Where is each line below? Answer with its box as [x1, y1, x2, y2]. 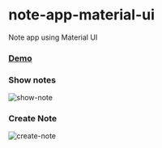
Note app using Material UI [8, 32, 98, 42]
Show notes [8, 74, 57, 86]
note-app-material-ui [8, 6, 156, 24]
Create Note [8, 113, 58, 125]
